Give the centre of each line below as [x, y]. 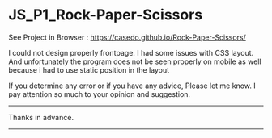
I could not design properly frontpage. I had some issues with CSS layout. [131, 52]
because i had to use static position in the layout [89, 69]
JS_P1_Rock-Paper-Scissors [106, 15]
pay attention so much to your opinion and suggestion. [100, 94]
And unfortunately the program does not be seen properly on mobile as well [135, 61]
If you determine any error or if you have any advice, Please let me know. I [132, 86]
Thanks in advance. [41, 117]
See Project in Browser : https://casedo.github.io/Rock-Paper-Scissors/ [127, 37]
